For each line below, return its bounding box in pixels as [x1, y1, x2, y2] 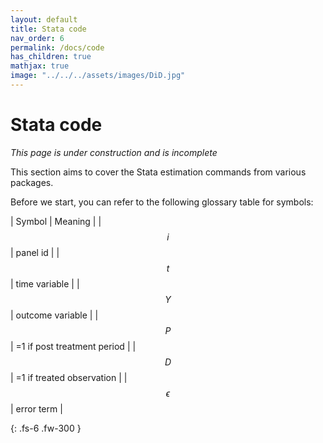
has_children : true [10, 52, 92, 62]
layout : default [10, 14, 78, 25]
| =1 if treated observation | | [10, 371, 128, 383]
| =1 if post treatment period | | [10, 340, 137, 352]
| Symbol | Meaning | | [10, 215, 102, 227]
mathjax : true [10, 61, 70, 71]
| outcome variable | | [10, 309, 99, 321]
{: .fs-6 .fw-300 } [10, 422, 82, 434]
